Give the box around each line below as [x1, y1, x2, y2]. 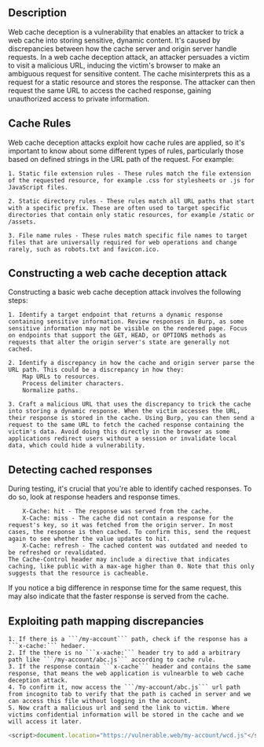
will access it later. [8, 718, 82, 726]
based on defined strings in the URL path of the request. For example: [8, 154, 234, 164]
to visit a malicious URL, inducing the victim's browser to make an [8, 61, 221, 70]
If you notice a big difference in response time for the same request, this [8, 583, 242, 593]
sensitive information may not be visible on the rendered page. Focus [8, 325, 247, 333]
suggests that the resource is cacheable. [8, 569, 149, 577]
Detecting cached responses [8, 463, 153, 477]
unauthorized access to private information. [8, 94, 150, 103]
